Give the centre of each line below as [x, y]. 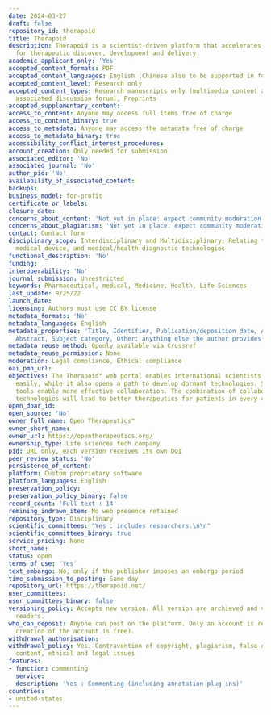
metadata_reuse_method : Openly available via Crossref [102, 346]
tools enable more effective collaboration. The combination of [126, 391]
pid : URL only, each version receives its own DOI [95, 451]
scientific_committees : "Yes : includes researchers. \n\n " [110, 526]
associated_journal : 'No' [52, 166]
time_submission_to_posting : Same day [73, 579]
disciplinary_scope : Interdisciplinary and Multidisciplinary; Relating [133, 241]
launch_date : [30, 301]
